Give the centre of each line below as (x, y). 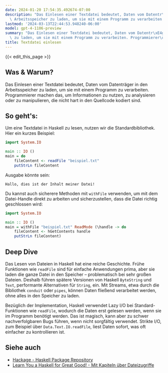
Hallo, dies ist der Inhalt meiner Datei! (50, 184)
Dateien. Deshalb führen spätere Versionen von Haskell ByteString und (78, 279)
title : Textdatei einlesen (33, 42)
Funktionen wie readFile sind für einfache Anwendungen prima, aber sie (80, 269)
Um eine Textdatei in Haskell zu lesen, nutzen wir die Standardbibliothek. (80, 128)
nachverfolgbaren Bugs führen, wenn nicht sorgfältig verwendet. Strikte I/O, (83, 321)
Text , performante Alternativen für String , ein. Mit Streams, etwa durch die (82, 285)
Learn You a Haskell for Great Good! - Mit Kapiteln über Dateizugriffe (83, 365)
